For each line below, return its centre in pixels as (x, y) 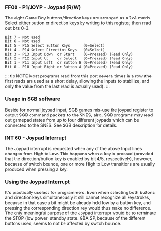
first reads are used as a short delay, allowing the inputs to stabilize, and (77, 81)
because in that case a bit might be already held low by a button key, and (78, 203)
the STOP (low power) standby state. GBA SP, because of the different (75, 218)
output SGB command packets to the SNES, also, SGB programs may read (79, 115)
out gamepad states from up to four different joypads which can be (72, 120)
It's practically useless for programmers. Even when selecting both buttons (80, 192)
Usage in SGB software (33, 99)
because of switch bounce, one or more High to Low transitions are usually (80, 164)
